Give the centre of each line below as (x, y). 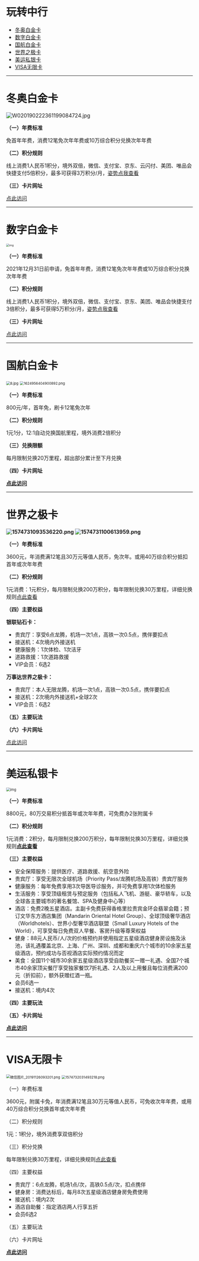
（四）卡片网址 (24, 470)
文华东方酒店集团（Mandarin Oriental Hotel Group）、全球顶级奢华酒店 (105, 915)
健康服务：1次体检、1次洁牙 (48, 649)
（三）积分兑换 (24, 1146)
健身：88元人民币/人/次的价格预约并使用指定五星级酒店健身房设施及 (98, 938)
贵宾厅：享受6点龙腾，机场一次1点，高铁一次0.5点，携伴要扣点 (91, 634)
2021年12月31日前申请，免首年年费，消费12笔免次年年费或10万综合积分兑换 (98, 268)
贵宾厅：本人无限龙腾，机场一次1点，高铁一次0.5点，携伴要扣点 (92, 689)
